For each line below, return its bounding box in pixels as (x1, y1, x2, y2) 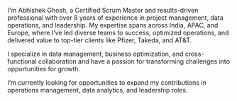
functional (7, 57, 37, 66)
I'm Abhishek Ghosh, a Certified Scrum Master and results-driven (7, 6, 199, 14)
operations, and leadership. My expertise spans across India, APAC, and (7, 21, 219, 29)
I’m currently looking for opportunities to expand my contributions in (7, 78, 207, 87)
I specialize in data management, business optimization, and (7, 49, 184, 58)
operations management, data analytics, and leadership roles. (7, 86, 188, 94)
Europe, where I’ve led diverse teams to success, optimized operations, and (7, 28, 229, 37)
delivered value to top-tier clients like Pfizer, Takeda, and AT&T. (7, 36, 192, 44)
